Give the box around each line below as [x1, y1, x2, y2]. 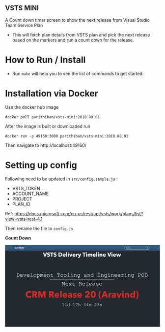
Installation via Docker [5, 88, 98, 99]
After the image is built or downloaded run [5, 123, 91, 129]
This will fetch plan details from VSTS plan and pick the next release [12, 32, 150, 37]
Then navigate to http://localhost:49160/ [5, 142, 87, 148]
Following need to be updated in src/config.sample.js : [5, 176, 118, 182]
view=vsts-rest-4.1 [5, 216, 43, 222]
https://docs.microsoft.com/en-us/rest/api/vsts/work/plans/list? [14, 210, 143, 216]
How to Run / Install [5, 54, 86, 66]
